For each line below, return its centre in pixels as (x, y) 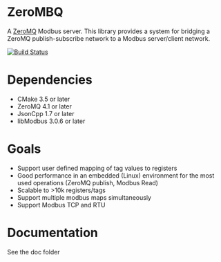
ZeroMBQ (35, 12)
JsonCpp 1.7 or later (46, 113)
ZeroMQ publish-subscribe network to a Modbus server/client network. (109, 38)
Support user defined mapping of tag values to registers (97, 168)
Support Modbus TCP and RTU (61, 205)
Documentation (53, 233)
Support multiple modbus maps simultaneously (84, 197)
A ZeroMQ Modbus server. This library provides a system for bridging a (109, 31)
